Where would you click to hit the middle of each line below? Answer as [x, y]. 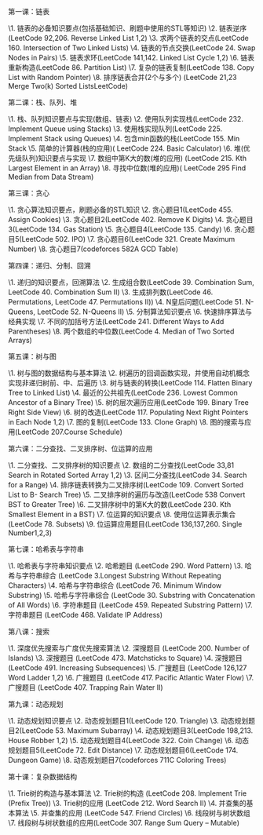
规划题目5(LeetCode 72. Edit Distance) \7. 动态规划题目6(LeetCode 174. [123, 750]
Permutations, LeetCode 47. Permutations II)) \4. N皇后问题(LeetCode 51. [126, 302]
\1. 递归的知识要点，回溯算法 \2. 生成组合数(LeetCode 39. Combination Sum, [131, 282]
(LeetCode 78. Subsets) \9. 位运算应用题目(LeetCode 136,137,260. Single [125, 524]
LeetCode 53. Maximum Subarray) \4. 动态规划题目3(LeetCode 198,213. [137, 731]
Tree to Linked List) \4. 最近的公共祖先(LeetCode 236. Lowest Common [123, 392]
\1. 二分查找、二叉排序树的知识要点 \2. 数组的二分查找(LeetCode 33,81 [121, 465]
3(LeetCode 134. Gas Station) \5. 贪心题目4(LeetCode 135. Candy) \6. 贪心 [128, 229]
